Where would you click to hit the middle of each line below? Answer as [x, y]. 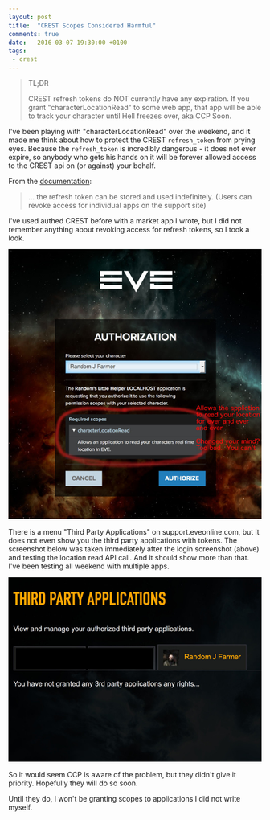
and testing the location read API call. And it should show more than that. [129, 558]
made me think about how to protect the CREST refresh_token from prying [132, 140]
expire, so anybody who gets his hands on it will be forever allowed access [132, 157]
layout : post [30, 17]
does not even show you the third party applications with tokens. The [123, 541]
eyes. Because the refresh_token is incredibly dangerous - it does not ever [132, 148]
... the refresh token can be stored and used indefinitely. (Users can [140, 197]
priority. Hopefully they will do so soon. [73, 783]
